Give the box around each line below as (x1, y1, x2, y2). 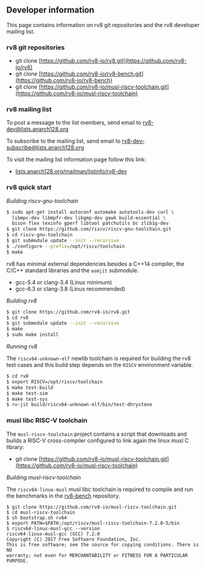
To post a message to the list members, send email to (6, 119, 142, 127)
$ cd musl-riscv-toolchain (6, 509, 75, 516)
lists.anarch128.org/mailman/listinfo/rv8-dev (15, 168, 128, 175)
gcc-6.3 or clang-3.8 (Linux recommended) (15, 285, 126, 292)
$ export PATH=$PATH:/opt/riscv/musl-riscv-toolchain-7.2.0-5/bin (6, 520, 180, 526)
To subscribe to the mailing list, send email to (6, 138, 121, 145)
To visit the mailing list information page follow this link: (6, 156, 146, 163)
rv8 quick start (6, 183, 52, 192)
